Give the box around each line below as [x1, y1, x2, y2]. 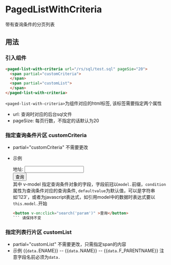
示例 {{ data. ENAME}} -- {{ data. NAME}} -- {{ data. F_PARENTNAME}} [12, 248, 159, 254]
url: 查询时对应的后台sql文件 [12, 111, 73, 117]
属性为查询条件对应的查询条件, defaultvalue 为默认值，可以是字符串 [12, 187, 155, 194]
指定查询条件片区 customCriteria [5, 131, 87, 139]
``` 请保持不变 [12, 216, 41, 221]
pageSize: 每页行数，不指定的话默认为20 [12, 117, 99, 124]
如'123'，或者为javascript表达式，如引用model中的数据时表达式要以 [12, 194, 155, 200]
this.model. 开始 [12, 200, 48, 206]
